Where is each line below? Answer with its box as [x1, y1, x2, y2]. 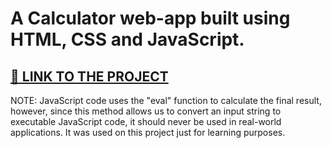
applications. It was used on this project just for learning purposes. [10, 127, 286, 138]
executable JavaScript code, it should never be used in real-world [10, 116, 282, 127]
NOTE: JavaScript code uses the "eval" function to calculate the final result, [10, 95, 322, 106]
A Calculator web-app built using [10, 7, 291, 30]
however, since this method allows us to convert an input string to [10, 105, 282, 117]
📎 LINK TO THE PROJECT [10, 68, 169, 85]
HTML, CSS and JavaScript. [10, 28, 245, 51]
